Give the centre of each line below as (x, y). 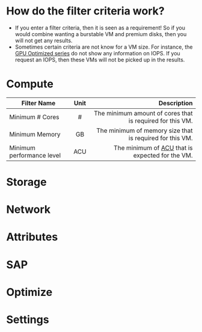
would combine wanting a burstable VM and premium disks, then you (101, 34)
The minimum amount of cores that (143, 113)
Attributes (32, 237)
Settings (28, 319)
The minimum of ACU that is (153, 147)
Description (176, 103)
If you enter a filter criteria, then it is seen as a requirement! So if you (100, 28)
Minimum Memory (35, 134)
